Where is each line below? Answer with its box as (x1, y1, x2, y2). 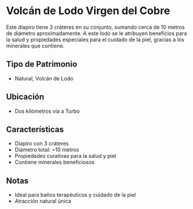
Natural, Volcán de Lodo (14, 75, 74, 82)
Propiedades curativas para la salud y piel (14, 153, 117, 160)
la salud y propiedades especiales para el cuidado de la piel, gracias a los (6, 36, 185, 43)
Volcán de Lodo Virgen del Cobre (6, 4, 171, 18)
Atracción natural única (14, 198, 72, 205)
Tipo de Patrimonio (6, 59, 78, 69)
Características (6, 124, 64, 134)
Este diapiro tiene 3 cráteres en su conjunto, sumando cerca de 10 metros (6, 23, 185, 31)
